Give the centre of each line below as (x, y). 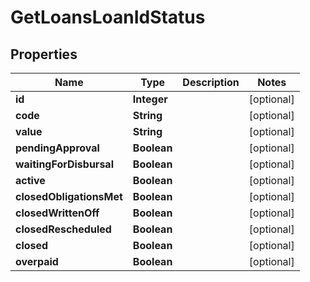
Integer (150, 99)
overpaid (37, 261)
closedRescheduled (63, 229)
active (30, 180)
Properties (44, 54)
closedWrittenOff (57, 213)
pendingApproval (57, 148)
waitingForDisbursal (64, 164)
